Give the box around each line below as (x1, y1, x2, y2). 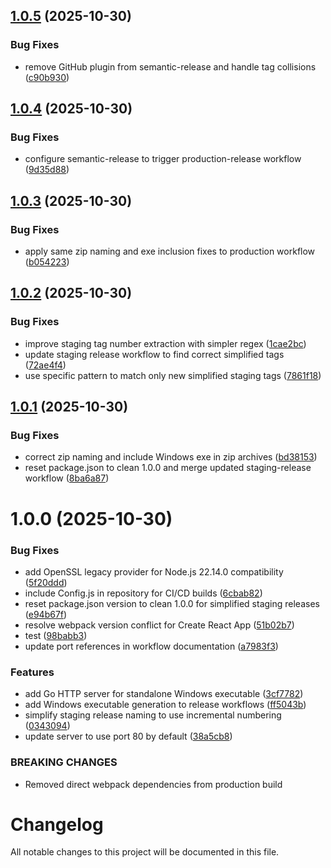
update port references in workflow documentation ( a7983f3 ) (24, 640, 279, 652)
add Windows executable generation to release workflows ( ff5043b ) (24, 699, 307, 711)
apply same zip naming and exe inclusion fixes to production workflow (24, 245, 316, 258)
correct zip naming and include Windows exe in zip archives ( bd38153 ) (24, 451, 318, 463)
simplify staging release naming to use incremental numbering (24, 709, 282, 721)
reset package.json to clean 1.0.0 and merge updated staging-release (24, 462, 312, 474)
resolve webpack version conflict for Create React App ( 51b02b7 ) (24, 619, 295, 631)
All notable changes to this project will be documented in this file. (10, 846, 280, 858)
